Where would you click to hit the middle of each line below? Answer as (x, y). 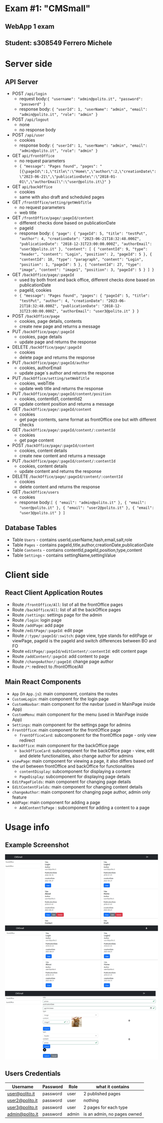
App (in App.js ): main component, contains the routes (65, 693)
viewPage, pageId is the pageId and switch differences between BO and (84, 640)
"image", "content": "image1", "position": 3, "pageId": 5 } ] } (87, 270)
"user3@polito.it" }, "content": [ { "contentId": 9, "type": (83, 249)
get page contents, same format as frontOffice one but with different (88, 419)
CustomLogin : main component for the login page (60, 699)
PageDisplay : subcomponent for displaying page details (74, 776)
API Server (22, 82)
